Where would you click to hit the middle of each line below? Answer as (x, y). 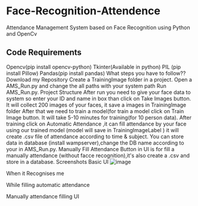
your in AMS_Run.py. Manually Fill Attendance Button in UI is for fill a (90, 149)
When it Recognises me (35, 173)
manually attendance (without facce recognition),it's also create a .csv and (98, 155)
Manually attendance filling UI (43, 196)
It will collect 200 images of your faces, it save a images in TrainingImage (96, 105)
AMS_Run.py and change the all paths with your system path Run (86, 86)
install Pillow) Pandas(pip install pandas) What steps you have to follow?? (96, 73)
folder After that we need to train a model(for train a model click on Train (95, 111)
